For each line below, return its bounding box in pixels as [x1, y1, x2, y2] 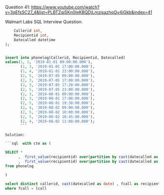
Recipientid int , [14, 33, 49, 38]
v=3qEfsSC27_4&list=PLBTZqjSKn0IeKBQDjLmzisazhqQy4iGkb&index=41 [5, 9, 152, 15]
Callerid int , [14, 28, 42, 33]
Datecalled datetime [14, 37, 56, 42]
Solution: [5, 132, 25, 137]
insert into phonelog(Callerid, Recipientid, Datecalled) [5, 55, 125, 60]
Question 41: [5, 4, 30, 10]
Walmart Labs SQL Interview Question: [5, 19, 83, 24]
